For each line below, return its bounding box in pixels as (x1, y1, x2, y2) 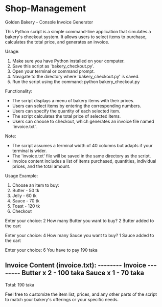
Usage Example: (5, 173, 38, 178)
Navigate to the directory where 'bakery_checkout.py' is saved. (12, 73, 139, 79)
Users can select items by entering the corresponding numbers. (12, 103, 141, 109)
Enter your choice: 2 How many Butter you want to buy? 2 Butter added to (5, 218, 154, 223)
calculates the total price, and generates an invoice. (5, 39, 109, 44)
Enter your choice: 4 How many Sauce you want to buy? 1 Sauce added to (5, 232, 154, 238)
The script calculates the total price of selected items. (12, 113, 121, 119)
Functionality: (5, 88, 33, 94)
